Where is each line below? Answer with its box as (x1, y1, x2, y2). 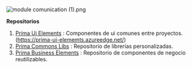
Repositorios (6, 18, 40, 25)
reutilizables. (15, 56, 48, 62)
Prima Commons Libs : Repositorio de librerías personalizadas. (15, 43, 173, 50)
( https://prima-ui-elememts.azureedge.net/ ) (15, 36, 127, 43)
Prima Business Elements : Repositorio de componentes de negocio (15, 49, 186, 56)
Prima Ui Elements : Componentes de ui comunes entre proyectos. (15, 29, 183, 37)
